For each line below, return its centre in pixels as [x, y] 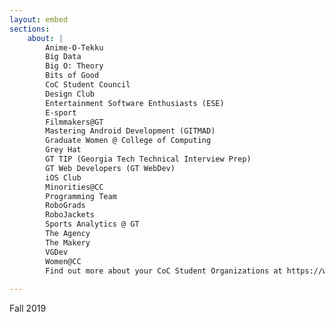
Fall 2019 [28, 308]
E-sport [61, 112]
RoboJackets [70, 215]
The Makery [68, 242]
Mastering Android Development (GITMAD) [130, 131]
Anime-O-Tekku [74, 47]
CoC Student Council [88, 85]
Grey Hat [63, 150]
